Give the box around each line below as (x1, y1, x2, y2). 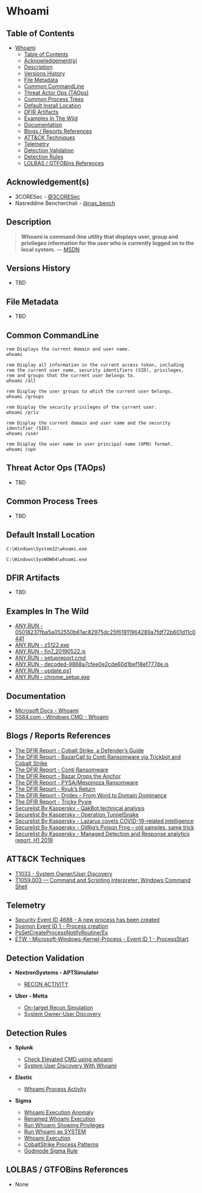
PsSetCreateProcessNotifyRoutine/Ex (14, 929, 108, 936)
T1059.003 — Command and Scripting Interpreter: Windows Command (14, 876, 191, 884)
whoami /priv (6, 410, 39, 416)
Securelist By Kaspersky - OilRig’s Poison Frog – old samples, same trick (14, 823, 194, 831)
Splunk (14, 1044, 34, 1051)
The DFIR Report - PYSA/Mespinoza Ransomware (14, 779, 138, 786)
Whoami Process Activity (23, 1086, 87, 1092)
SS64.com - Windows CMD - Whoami (14, 713, 109, 720)
